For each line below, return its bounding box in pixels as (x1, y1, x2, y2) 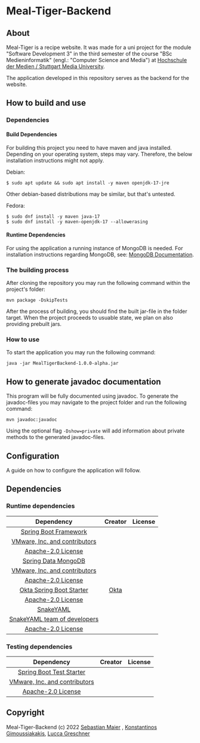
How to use (6, 335, 40, 343)
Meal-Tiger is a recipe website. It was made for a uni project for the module (6, 44, 192, 51)
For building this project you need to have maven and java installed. (6, 144, 172, 151)
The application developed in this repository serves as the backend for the (6, 75, 189, 81)
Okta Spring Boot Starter (19, 585, 88, 594)
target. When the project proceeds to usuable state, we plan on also (6, 314, 173, 321)
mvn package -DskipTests (6, 297, 68, 303)
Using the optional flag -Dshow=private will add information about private (6, 427, 185, 434)
